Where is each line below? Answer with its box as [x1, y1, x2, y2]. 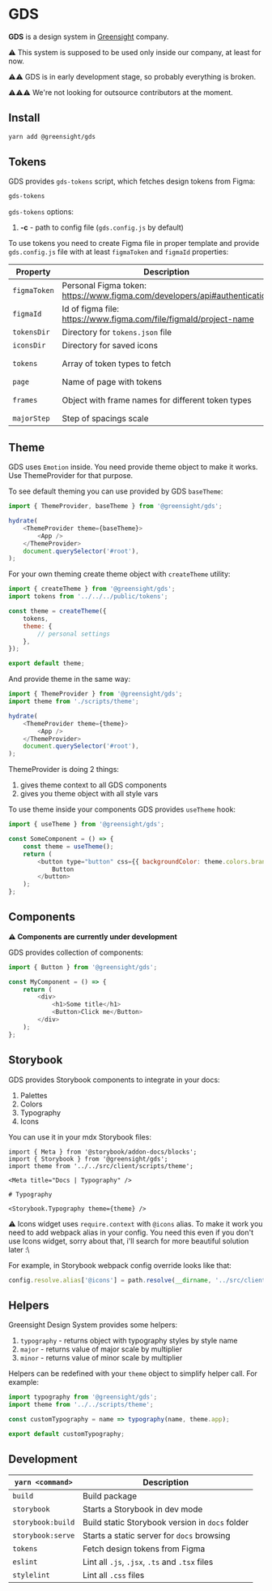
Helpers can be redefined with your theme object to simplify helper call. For [8, 1369, 257, 1378]
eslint [12, 1557, 38, 1567]
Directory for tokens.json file [62, 326, 172, 338]
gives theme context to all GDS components [19, 780, 168, 790]
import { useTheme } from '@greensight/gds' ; [8, 821, 164, 829]
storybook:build [12, 1517, 75, 1527]
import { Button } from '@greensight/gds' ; [8, 963, 158, 971]
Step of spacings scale [62, 413, 149, 425]
